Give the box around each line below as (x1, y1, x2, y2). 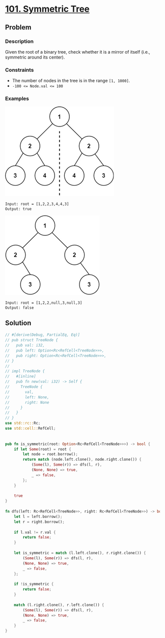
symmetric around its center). (5, 54, 65, 60)
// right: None (5, 400, 50, 405)
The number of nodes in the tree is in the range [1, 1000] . (12, 78, 130, 84)
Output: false (5, 305, 34, 311)
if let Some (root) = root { (14, 447, 71, 451)
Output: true (5, 207, 32, 212)
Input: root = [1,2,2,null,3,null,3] (5, 300, 82, 306)
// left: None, (5, 395, 50, 400)
